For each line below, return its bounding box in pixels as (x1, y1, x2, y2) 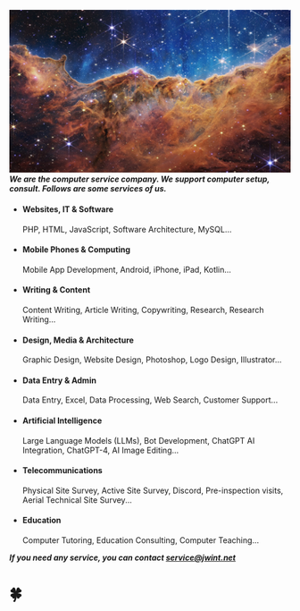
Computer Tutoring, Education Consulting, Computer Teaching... (21, 535, 260, 546)
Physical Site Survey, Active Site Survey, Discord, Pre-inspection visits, (21, 485, 284, 496)
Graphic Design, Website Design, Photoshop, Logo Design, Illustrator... (21, 354, 282, 365)
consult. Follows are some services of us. (9, 183, 167, 194)
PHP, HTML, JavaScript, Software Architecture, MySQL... (21, 224, 232, 234)
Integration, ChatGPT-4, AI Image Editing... (21, 445, 179, 455)
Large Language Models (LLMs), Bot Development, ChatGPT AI (21, 435, 255, 446)
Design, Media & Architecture (21, 335, 134, 345)
